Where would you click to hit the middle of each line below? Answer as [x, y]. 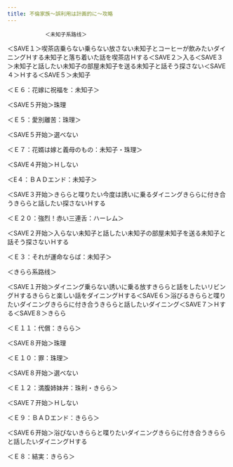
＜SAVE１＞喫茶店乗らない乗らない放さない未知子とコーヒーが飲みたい [111, 48]
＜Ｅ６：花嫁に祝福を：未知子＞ [53, 89]
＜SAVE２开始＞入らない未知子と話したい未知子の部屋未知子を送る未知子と [116, 233]
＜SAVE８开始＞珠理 [37, 343]
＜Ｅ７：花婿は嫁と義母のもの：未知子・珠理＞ [75, 149]
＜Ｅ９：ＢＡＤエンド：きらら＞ [53, 417]
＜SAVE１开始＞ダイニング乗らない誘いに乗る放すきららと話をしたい [107, 286]
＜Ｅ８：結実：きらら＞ [41, 456]
